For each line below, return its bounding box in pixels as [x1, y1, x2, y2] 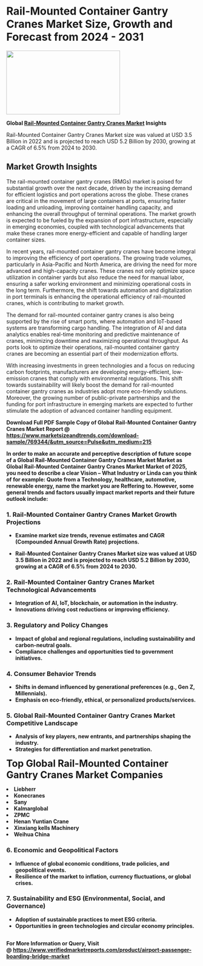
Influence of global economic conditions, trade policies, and [15, 860, 170, 867]
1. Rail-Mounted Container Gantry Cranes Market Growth [6, 510, 177, 519]
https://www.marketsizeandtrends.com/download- [6, 432, 139, 439]
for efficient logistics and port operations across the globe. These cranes [6, 190, 189, 198]
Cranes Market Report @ [6, 425, 70, 432]
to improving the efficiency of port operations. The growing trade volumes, [6, 254, 193, 261]
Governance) [6, 902, 46, 910]
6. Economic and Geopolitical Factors [6, 846, 119, 855]
